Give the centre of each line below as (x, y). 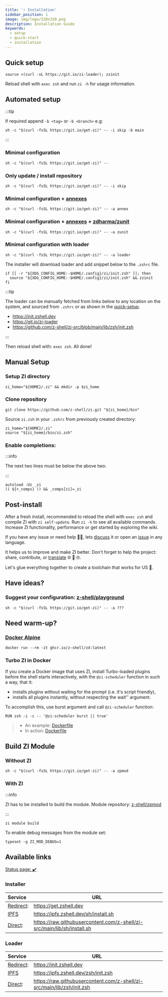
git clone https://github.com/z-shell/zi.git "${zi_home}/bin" (72, 410)
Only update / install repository (44, 176)
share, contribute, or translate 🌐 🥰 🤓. (43, 557)
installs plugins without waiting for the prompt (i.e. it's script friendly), (84, 692)
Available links (28, 857)
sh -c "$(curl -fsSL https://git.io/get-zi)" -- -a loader (68, 255)
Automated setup (33, 99)
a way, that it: (19, 682)
